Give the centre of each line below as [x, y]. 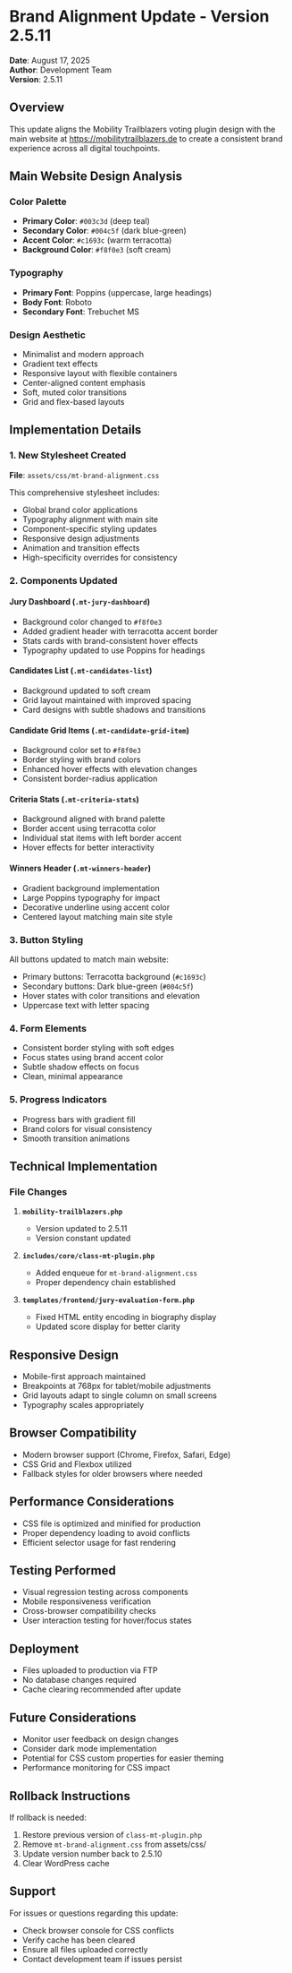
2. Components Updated [63, 580]
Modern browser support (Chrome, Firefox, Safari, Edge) [126, 1454]
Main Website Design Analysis [96, 176]
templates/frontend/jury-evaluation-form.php [108, 1300]
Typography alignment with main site [90, 519]
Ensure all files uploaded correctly [85, 1949]
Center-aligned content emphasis [83, 383]
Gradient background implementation [91, 888]
